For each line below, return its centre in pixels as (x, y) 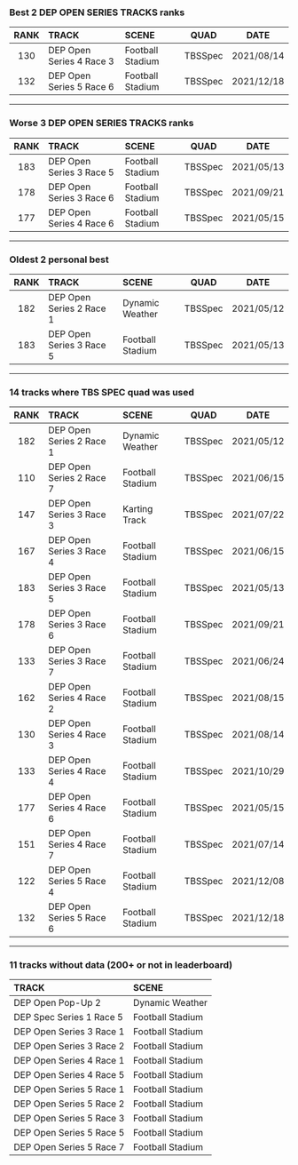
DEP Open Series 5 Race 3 (69, 1119)
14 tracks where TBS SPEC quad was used (102, 392)
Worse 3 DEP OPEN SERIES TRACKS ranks (102, 124)
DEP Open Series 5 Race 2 (69, 1104)
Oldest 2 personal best (59, 259)
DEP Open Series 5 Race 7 (69, 1147)
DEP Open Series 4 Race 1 (69, 1061)
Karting (138, 509)
